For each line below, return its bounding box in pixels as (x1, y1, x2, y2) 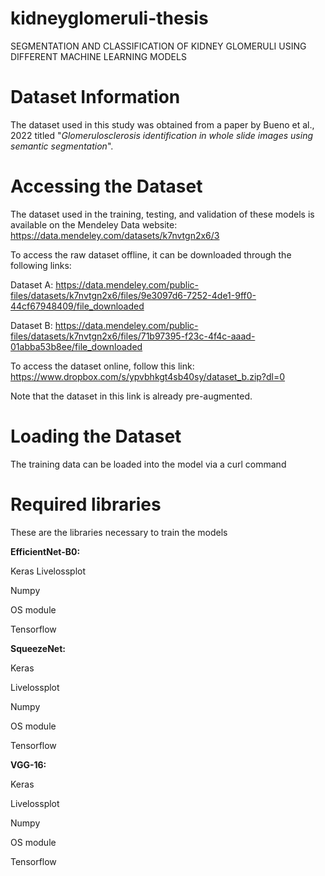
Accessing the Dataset (10, 175, 203, 198)
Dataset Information (10, 86, 181, 109)
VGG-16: (10, 758, 47, 771)
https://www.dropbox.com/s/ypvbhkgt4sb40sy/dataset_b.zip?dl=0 (10, 370, 286, 382)
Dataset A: (10, 278, 54, 291)
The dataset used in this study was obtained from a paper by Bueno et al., (10, 118, 315, 131)
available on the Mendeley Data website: (10, 218, 178, 231)
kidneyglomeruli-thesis (10, 7, 209, 30)
